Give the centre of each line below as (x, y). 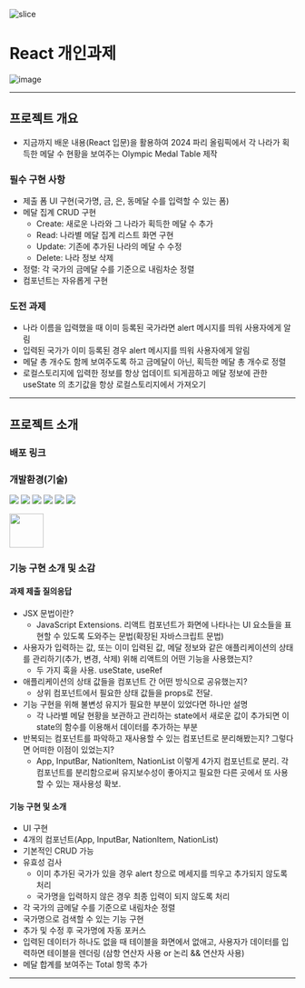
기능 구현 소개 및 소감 (52, 568)
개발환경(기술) (39, 479)
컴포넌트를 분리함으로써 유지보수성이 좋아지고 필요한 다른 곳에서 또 (154, 773)
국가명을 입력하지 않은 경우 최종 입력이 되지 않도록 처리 (133, 896)
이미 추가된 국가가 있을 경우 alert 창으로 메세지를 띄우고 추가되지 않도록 (162, 873)
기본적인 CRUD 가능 (58, 851)
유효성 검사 (42, 863)
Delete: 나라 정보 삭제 (75, 258)
